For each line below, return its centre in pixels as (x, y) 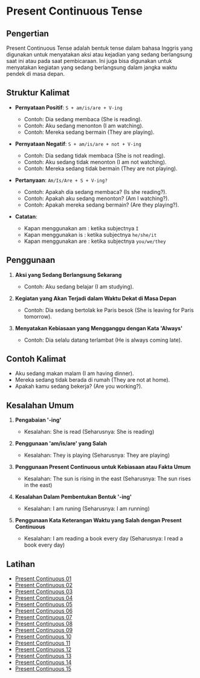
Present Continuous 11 (43, 643)
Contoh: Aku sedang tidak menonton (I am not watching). (95, 162)
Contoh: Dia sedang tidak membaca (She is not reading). (95, 155)
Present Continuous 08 (44, 624)
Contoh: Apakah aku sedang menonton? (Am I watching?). (96, 198)
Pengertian (28, 34)
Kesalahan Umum (40, 405)
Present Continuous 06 (44, 611)
